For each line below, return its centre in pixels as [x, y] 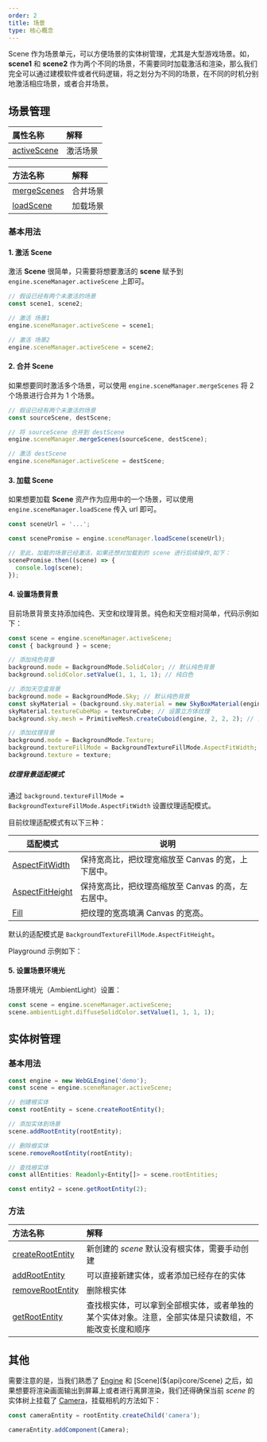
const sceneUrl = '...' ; [49, 524]
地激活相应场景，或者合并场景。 [60, 83]
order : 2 [23, 15]
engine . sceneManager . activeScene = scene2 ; [81, 347]
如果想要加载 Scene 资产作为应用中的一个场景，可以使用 [101, 499]
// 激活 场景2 [29, 340]
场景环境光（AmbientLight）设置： [65, 990]
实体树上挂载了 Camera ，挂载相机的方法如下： [85, 1401]
